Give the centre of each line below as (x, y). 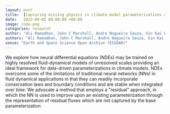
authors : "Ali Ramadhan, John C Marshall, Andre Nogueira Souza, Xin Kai (85, 39)
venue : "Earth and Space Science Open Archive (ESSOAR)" (67, 43)
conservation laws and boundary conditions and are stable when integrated (84, 84)
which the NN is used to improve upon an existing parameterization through (84, 95)
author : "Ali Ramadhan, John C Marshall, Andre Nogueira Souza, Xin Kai (83, 33)
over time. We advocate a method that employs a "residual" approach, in (81, 90)
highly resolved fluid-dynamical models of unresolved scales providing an (82, 63)
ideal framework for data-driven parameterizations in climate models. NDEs (84, 68)
